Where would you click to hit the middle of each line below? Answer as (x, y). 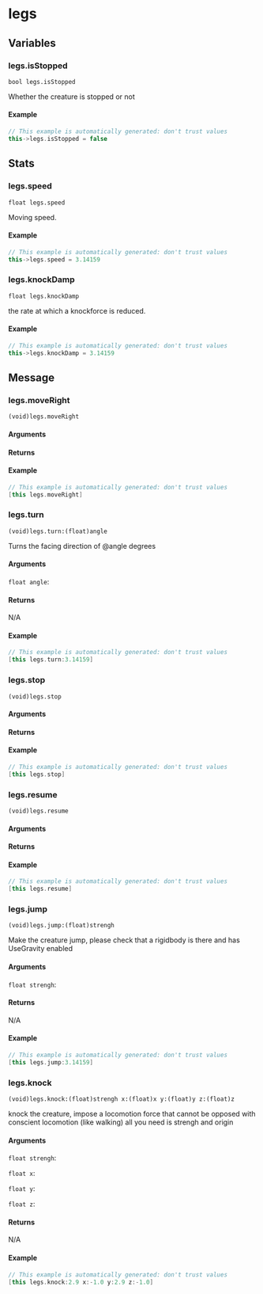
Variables (32, 43)
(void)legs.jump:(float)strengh (61, 926)
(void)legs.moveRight (44, 417)
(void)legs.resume (38, 811)
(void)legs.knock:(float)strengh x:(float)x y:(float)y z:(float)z (122, 1099)
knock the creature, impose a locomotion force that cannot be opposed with (132, 1114)
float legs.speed (37, 203)
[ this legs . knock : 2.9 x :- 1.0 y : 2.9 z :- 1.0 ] (81, 1282)
